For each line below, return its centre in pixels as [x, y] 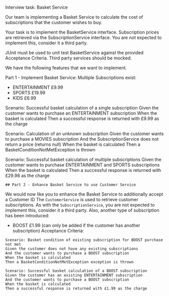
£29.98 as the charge [27, 175]
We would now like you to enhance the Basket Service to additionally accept [84, 194]
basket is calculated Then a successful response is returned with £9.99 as [82, 119]
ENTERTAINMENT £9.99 [38, 87]
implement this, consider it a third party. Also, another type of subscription [82, 210]
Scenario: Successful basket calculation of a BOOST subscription [76, 271]
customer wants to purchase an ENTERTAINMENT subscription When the [81, 113]
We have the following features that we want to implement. [66, 68]
